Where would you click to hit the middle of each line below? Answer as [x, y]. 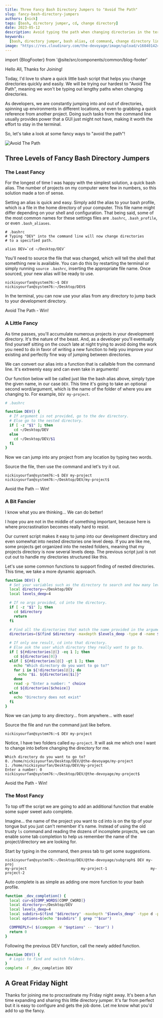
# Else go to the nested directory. [46, 421]
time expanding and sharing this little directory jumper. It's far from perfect [80, 1000]
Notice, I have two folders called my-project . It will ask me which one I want [81, 743]
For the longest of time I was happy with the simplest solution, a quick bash [80, 183]
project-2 [15, 873]
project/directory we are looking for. [41, 842]
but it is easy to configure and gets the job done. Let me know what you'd [79, 1005]
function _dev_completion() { [36, 896]
